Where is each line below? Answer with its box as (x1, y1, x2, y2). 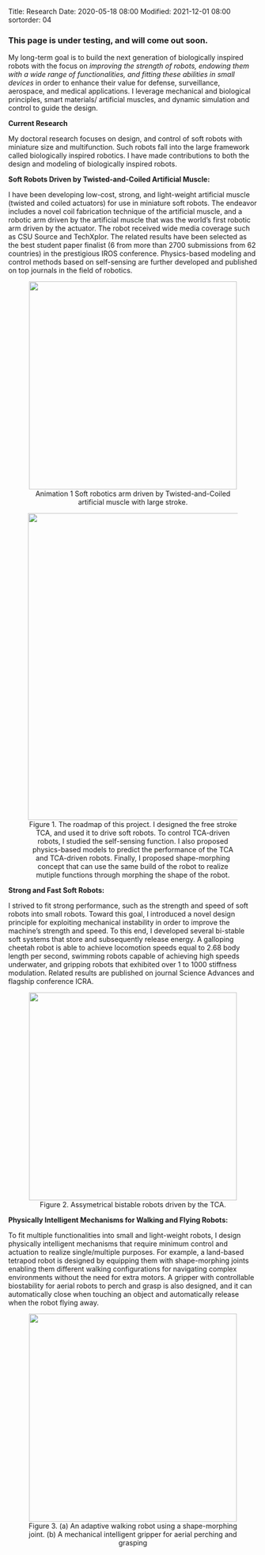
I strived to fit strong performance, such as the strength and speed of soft (8, 901, 249, 910)
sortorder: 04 (8, 15, 52, 25)
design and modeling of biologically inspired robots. (8, 159, 178, 169)
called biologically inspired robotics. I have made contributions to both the (8, 151, 250, 161)
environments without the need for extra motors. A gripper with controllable (8, 1273, 255, 1282)
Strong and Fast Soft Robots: (8, 886, 105, 895)
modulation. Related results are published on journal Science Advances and (8, 968, 255, 978)
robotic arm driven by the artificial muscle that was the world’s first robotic (8, 215, 252, 225)
